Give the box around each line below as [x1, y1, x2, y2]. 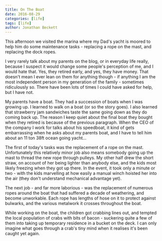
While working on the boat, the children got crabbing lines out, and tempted [5, 210, 157, 216]
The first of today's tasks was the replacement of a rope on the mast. [5, 145, 144, 150]
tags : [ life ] [5, 20, 32, 26]
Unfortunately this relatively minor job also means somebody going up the [5, 149, 153, 156]
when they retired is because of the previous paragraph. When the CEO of [5, 120, 154, 126]
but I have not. [5, 90, 34, 95]
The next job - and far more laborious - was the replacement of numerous [5, 185, 153, 191]
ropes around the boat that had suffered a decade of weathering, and [5, 190, 144, 196]
